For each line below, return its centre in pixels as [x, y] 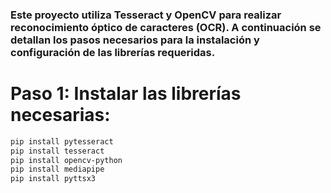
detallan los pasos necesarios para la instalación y [135, 40]
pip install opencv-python [66, 160]
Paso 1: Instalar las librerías [126, 94]
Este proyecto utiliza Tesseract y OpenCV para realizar [146, 15]
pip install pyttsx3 [53, 179]
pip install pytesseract [62, 141]
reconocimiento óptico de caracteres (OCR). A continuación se [166, 27]
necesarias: [60, 115]
